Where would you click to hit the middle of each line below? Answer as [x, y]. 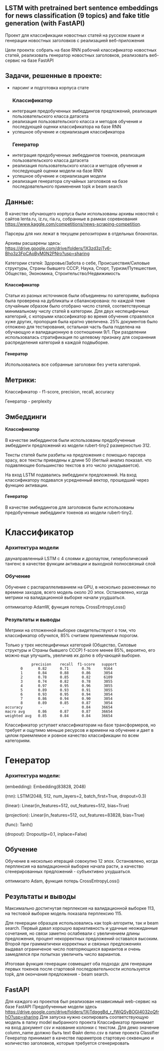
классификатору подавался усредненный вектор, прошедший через [77, 480]
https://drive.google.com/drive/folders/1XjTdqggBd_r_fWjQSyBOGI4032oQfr [82, 1012]
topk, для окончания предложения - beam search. [57, 974]
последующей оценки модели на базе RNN [57, 171]
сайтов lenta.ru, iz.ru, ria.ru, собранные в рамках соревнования [71, 219]
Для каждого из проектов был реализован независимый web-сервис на [81, 1001]
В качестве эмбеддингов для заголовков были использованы [70, 508]
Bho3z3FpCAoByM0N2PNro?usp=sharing [47, 254]
